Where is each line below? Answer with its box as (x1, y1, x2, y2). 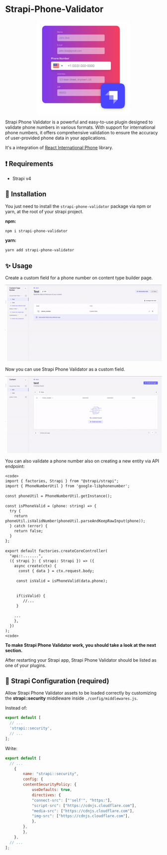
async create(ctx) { (14, 563, 57, 568)
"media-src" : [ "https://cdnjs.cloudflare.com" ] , (31, 808, 135, 814)
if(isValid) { (16, 593, 46, 598)
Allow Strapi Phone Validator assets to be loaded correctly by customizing (5, 690, 157, 696)
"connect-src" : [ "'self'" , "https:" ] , (31, 798, 112, 803)
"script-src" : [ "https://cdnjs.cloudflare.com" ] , (31, 803, 137, 808)
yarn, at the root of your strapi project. (5, 208, 83, 214)
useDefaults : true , (31, 788, 72, 793)
